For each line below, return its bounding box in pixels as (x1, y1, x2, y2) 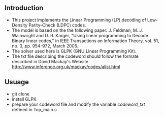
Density (11, 22, 28, 28)
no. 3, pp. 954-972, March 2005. (11, 43, 79, 48)
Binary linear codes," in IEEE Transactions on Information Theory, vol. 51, (11, 38, 160, 44)
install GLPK (11, 96, 36, 102)
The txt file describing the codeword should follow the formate (11, 53, 139, 59)
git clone (11, 91, 30, 97)
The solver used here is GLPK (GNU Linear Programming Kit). (11, 48, 136, 54)
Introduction (4, 4, 44, 12)
